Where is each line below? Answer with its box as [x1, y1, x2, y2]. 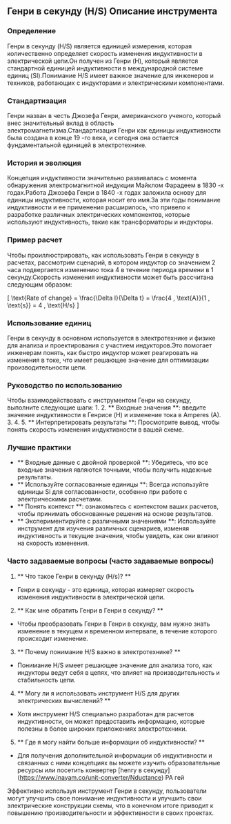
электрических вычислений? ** [17, 696, 111, 705]
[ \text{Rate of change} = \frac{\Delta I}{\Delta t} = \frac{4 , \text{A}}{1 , [7, 294, 210, 302]
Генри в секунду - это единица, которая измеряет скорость [17, 585, 194, 593]
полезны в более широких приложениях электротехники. [17, 725, 188, 733]
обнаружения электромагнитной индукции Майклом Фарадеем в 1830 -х [7, 181, 224, 189]
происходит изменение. [17, 634, 88, 642]
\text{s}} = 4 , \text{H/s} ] [7, 300, 79, 309]
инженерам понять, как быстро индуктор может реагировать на [7, 348, 199, 356]
